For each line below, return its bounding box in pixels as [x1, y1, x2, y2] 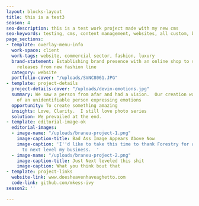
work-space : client [11, 47, 60, 53]
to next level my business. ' [21, 147, 99, 153]
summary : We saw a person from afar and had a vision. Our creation [11, 91, 187, 97]
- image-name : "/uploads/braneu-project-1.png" [11, 130, 131, 137]
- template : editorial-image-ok [6, 119, 86, 125]
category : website [11, 69, 57, 75]
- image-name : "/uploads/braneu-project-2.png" [11, 152, 131, 158]
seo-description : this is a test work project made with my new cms [6, 25, 179, 31]
